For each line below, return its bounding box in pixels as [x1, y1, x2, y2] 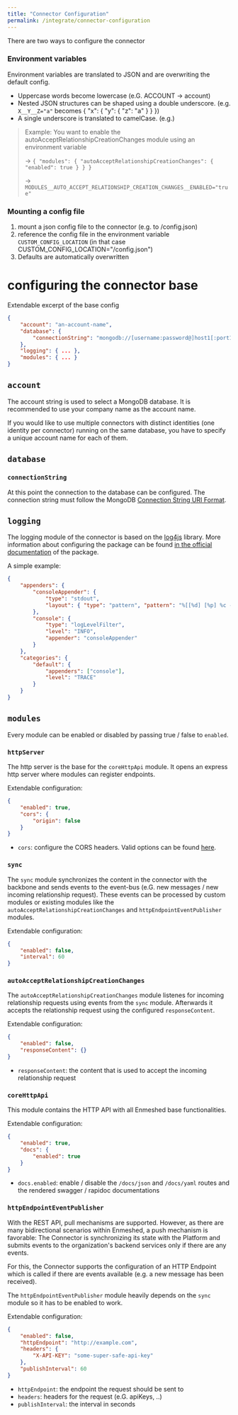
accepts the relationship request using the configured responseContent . [7, 1006, 215, 1015]
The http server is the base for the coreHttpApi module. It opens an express [7, 763, 228, 771]
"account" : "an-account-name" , [20, 321, 113, 328]
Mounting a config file [7, 206, 85, 216]
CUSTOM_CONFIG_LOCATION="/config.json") [17, 245, 154, 254]
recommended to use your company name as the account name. [7, 404, 196, 413]
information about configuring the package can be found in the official [7, 540, 212, 549]
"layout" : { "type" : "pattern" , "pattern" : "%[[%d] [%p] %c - [45, 601, 233, 609]
